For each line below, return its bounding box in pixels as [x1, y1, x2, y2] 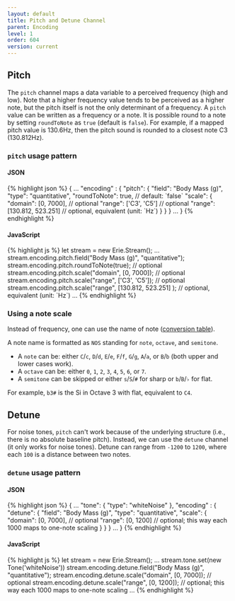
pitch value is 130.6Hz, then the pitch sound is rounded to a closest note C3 [7, 125, 228, 134]
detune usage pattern [7, 468, 81, 478]
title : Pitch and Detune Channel [7, 17, 106, 24]
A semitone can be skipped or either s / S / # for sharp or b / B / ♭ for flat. [17, 375, 213, 383]
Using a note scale [7, 309, 72, 319]
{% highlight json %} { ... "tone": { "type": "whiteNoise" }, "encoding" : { [7, 501, 217, 510]
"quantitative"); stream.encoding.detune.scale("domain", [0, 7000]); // [7, 571, 212, 579]
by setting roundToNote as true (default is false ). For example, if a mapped [7, 118, 224, 127]
